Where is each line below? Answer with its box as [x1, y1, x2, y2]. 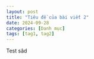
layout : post [6, 8, 39, 15]
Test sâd [6, 47, 27, 54]
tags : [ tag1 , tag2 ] [6, 31, 55, 37]
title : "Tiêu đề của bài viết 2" [6, 14, 89, 20]
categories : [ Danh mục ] [6, 25, 65, 32]
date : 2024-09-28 [6, 20, 49, 26]
